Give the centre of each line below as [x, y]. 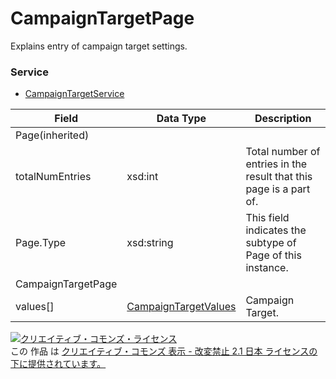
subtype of [271, 243]
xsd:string [150, 243]
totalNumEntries [53, 177]
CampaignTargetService [74, 94]
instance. [267, 268]
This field [267, 218]
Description [283, 119]
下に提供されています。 [58, 364]
